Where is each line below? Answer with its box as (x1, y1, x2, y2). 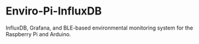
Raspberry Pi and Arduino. (5, 30, 71, 37)
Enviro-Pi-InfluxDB (5, 4, 102, 18)
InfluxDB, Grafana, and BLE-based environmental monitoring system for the (5, 24, 194, 31)
